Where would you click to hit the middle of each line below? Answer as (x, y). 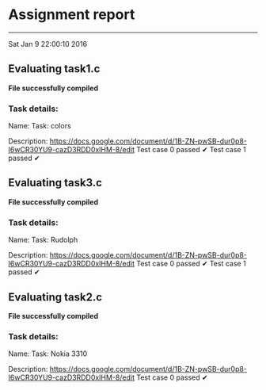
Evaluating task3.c (55, 183)
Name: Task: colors (40, 126)
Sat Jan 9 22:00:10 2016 (48, 44)
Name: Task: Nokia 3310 (48, 354)
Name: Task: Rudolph (43, 240)
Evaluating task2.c (55, 297)
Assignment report (72, 15)
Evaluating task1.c (54, 69)
